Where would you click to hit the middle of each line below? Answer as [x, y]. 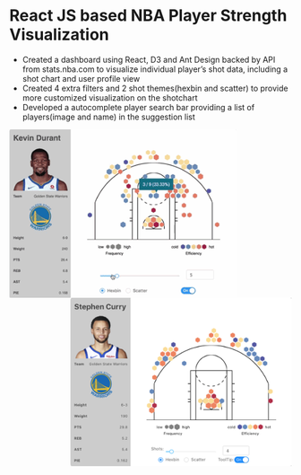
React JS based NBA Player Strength [148, 16]
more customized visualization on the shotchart [110, 97]
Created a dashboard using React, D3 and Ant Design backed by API [149, 59]
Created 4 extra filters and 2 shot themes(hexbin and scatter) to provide [155, 88]
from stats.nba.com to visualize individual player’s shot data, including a [155, 69]
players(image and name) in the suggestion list [108, 117]
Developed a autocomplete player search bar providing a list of [138, 107]
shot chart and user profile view [81, 78]
